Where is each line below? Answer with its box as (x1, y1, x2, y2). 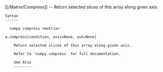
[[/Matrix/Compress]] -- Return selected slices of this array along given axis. (5, 4, 159, 10)
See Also (14, 60, 32, 65)
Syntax (5, 14, 18, 18)
